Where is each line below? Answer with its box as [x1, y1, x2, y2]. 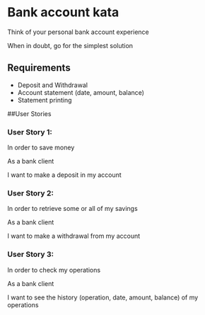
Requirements [7, 62, 71, 74]
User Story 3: [7, 249, 54, 259]
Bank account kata [7, 4, 119, 21]
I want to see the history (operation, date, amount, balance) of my [7, 293, 199, 302]
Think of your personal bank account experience [7, 28, 150, 36]
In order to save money [7, 143, 75, 152]
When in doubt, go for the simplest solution [7, 41, 133, 50]
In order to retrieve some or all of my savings [7, 205, 138, 213]
